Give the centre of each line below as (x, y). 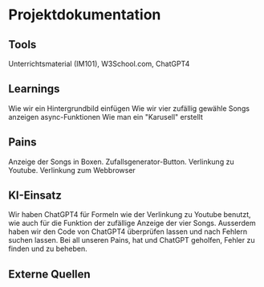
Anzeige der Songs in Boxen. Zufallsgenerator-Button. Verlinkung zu (121, 162)
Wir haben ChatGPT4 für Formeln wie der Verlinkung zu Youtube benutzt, (130, 215)
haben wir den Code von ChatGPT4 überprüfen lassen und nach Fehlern (128, 232)
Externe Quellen (49, 274)
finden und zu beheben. (48, 249)
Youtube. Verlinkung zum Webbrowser (72, 170)
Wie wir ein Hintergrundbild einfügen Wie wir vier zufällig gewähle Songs (129, 108)
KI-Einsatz (35, 196)
